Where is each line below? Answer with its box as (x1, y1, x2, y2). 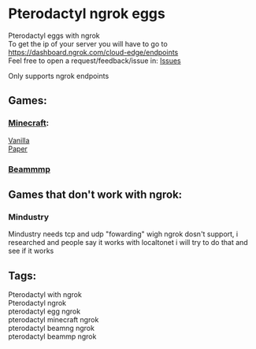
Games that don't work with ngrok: (8, 187, 183, 201)
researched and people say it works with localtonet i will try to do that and (8, 238, 248, 247)
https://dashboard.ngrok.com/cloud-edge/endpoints (8, 47, 179, 57)
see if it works (8, 246, 54, 256)
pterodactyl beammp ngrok (8, 332, 97, 341)
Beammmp (8, 163, 51, 174)
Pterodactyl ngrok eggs (8, 5, 165, 23)
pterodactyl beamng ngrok (8, 324, 95, 333)
